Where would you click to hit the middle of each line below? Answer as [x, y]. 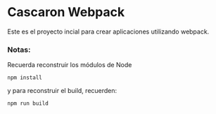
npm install [25, 78]
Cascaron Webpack [66, 12]
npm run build [28, 104]
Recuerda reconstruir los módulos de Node [70, 65]
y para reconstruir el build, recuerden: [62, 91]
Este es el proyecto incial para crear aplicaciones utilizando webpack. [108, 31]
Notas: [19, 50]
